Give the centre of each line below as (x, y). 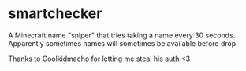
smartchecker (55, 14)
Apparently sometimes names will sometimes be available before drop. (123, 43)
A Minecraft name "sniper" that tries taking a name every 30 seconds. (122, 35)
